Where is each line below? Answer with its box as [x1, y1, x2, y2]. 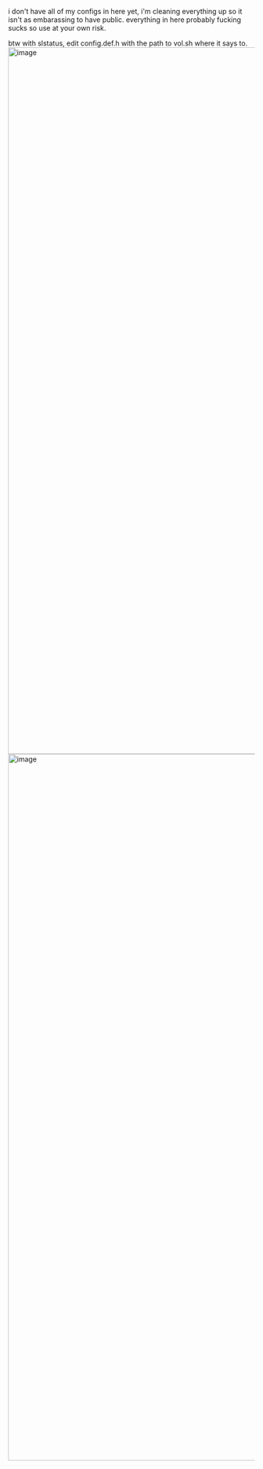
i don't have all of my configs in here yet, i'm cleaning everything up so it [8, 7, 243, 16]
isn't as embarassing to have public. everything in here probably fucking [8, 15, 241, 24]
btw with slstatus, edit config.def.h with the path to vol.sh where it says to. [8, 38, 248, 48]
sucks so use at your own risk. [8, 24, 106, 32]
